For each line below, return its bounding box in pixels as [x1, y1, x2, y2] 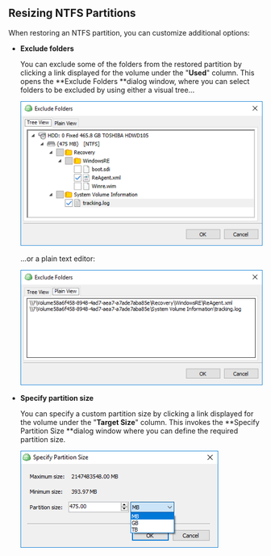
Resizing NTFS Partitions [8, 6, 136, 20]
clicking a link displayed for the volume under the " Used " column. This [19, 68, 255, 78]
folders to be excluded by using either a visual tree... [19, 85, 195, 95]
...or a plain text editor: [19, 254, 95, 263]
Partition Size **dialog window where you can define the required [19, 426, 239, 436]
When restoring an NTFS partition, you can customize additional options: [8, 27, 250, 37]
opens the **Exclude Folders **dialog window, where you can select [19, 76, 250, 86]
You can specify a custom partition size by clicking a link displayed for [19, 409, 254, 419]
